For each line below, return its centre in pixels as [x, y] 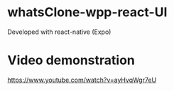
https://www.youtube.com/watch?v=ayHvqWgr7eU [82, 80]
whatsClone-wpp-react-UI [87, 12]
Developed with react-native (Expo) [59, 32]
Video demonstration [71, 60]
